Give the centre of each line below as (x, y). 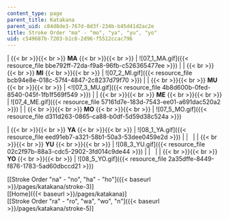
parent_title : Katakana (41, 20)
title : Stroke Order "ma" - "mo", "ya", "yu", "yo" (82, 33)
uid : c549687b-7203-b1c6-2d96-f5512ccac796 (70, 39)
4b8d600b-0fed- (186, 88)
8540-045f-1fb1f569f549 (43, 95)
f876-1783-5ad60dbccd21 (44, 166)
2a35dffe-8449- (191, 159)
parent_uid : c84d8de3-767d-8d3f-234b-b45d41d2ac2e (81, 26)
